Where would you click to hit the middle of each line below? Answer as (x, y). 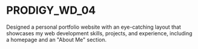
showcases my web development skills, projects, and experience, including (99, 33)
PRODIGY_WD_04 (51, 10)
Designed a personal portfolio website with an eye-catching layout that (94, 27)
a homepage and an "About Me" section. (56, 39)
